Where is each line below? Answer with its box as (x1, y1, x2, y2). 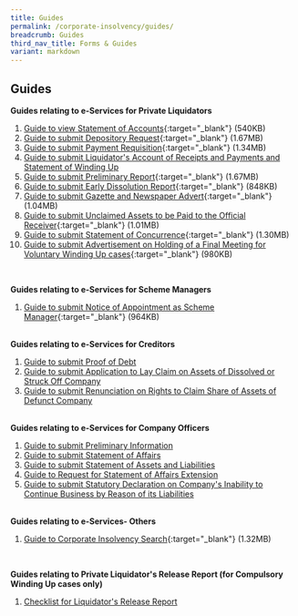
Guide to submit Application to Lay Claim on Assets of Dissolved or (23, 365, 275, 376)
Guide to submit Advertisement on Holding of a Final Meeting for (23, 239, 267, 250)
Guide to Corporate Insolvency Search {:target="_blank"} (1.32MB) (23, 533, 272, 544)
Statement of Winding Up (23, 161, 119, 172)
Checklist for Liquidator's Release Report (23, 596, 178, 607)
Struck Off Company (23, 375, 101, 386)
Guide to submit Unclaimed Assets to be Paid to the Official (23, 210, 246, 221)
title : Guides (10, 13, 65, 23)
